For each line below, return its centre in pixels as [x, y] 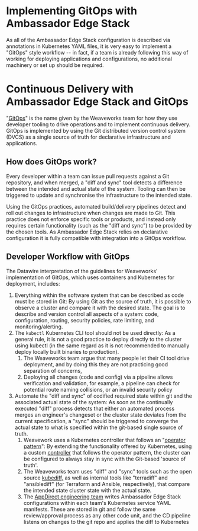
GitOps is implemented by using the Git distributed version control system [96, 130]
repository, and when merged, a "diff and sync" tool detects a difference [94, 183]
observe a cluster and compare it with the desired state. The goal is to [100, 308]
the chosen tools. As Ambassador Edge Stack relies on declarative [87, 232]
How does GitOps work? [52, 162]
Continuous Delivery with [70, 89]
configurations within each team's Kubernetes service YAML [97, 503]
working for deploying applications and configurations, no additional [89, 59]
